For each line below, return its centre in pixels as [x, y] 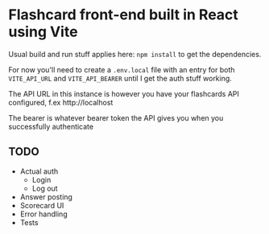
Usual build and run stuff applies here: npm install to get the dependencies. [135, 54]
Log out [45, 188]
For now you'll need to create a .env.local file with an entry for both [122, 69]
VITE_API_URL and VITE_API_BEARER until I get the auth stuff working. [120, 78]
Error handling [43, 214]
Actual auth [39, 171]
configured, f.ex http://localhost [61, 102]
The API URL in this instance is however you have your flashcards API [124, 93]
